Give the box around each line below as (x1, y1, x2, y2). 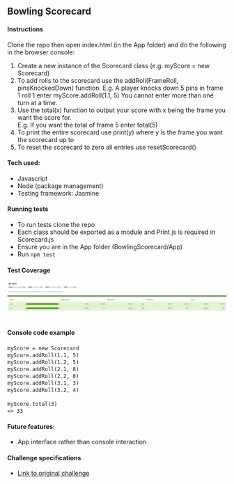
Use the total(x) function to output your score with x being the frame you (17, 106, 226, 114)
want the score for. (17, 113, 72, 121)
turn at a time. (17, 98, 58, 107)
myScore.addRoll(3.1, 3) (7, 380, 79, 387)
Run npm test (17, 250, 56, 258)
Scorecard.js (17, 235, 54, 243)
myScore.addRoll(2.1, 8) (7, 366, 79, 373)
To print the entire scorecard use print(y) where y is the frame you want (17, 128, 223, 136)
